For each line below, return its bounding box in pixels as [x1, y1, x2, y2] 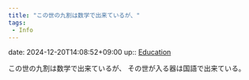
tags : [8, 19, 26, 27]
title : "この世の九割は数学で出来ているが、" [8, 11, 141, 20]
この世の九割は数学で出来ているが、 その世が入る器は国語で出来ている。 [8, 64, 246, 73]
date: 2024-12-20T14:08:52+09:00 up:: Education [8, 48, 172, 57]
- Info [11, 26, 34, 34]
